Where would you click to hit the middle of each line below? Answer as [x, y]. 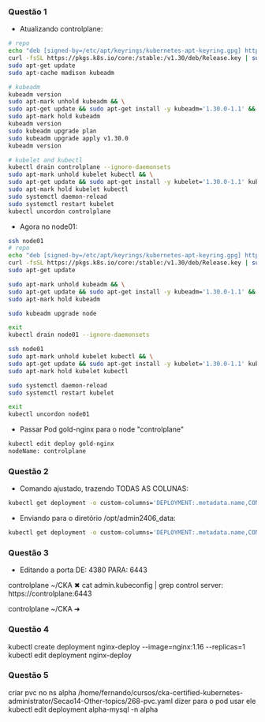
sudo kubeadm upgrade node [52, 313]
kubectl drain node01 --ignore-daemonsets [79, 335]
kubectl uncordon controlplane [60, 211]
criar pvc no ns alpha [42, 692]
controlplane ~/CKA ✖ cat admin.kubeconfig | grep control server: [116, 585]
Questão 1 [28, 12]
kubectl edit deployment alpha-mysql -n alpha [83, 709]
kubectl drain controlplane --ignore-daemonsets [90, 167]
